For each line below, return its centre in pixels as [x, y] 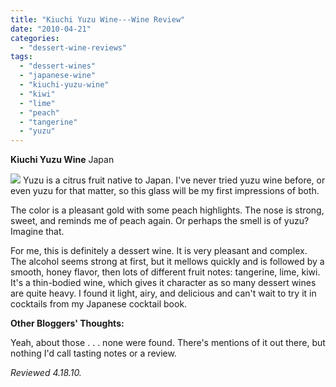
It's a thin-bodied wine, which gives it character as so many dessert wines [163, 283]
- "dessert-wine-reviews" [73, 47]
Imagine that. [37, 232]
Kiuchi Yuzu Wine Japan [62, 160]
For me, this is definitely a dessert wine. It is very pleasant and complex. [159, 251]
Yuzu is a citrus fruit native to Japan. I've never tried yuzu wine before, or [174, 180]
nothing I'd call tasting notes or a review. [93, 353]
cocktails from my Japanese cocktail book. [99, 304]
